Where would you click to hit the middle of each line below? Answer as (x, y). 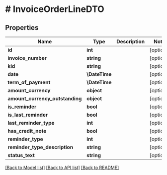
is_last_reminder (28, 115)
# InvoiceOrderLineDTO (55, 9)
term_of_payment (29, 82)
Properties (22, 28)
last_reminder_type (31, 123)
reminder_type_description (41, 147)
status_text (21, 155)
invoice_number (27, 58)
